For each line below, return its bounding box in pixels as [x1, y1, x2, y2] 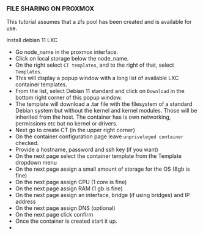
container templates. [15, 81, 67, 88]
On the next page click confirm [15, 211, 94, 218]
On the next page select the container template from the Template [15, 152, 182, 160]
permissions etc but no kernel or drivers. [15, 120, 118, 127]
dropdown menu [15, 159, 57, 166]
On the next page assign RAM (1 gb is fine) [15, 185, 124, 192]
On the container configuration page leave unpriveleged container [15, 133, 184, 140]
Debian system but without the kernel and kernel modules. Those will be [15, 107, 197, 114]
